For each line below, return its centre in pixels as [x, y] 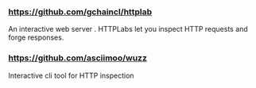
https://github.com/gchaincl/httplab [80, 12]
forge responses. [36, 37]
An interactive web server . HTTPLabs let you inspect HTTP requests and [128, 29]
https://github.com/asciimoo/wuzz [78, 58]
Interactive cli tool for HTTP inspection [71, 75]
